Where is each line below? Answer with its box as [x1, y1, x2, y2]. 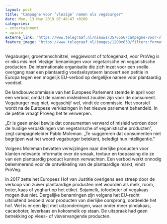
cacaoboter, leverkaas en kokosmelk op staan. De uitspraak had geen [5, 208, 148, 214]
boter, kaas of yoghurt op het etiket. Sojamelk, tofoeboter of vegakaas [5, 187, 149, 193]
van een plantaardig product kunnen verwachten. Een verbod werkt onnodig [5, 156, 162, 162]
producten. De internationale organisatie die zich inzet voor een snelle [5, 64, 149, 70]
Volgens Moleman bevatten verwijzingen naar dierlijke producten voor [5, 145, 149, 151]
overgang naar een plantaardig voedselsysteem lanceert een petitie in [5, 69, 148, 75]
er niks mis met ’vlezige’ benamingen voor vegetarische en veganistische [5, 58, 156, 65]
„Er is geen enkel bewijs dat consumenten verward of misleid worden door [5, 120, 158, 126]
